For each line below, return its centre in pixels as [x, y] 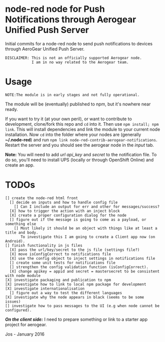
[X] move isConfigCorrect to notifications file [60, 254]
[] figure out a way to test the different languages [66, 293]
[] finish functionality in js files [44, 245]
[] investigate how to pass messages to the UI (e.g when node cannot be [82, 306]
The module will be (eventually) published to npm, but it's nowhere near [78, 104]
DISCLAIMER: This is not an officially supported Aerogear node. [73, 58]
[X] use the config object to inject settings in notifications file [82, 258]
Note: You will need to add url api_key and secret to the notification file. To [81, 154]
